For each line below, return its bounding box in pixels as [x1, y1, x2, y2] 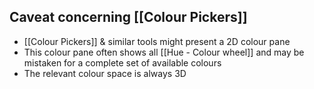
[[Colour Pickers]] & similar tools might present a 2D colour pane [23, 35, 291, 47]
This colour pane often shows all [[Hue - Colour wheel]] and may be [23, 46, 305, 58]
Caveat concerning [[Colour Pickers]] [9, 9, 248, 26]
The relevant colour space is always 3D [23, 67, 187, 79]
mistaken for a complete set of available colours [23, 56, 222, 69]
